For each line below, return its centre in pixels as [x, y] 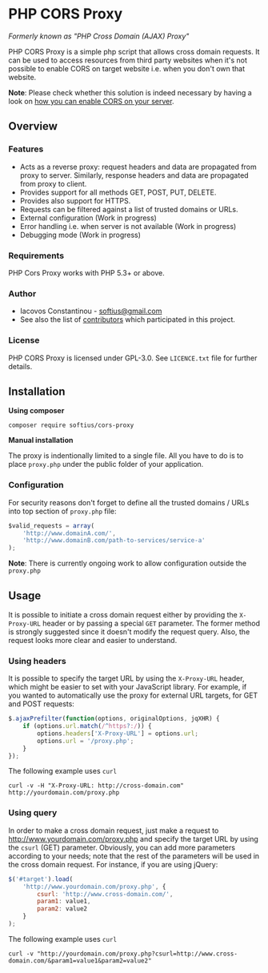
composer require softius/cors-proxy [71, 425]
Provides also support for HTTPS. [75, 200]
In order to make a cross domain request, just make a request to [114, 830]
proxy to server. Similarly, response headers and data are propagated [134, 175]
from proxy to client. [53, 183]
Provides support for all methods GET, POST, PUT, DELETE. [118, 192]
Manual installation [41, 440]
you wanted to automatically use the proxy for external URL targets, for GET [133, 696]
